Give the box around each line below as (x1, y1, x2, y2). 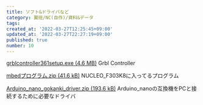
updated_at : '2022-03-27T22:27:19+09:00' (6, 32, 113, 38)
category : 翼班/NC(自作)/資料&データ (6, 15, 94, 21)
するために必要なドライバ (11, 92, 76, 100)
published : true (6, 37, 48, 43)
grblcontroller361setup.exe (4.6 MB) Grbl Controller (6, 59, 136, 67)
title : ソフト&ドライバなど (6, 8, 69, 15)
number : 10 (6, 43, 34, 49)
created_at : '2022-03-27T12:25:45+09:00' (6, 25, 113, 32)
